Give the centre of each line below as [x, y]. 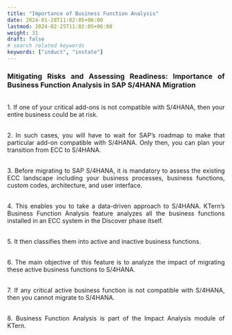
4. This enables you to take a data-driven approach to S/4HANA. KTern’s [116, 206]
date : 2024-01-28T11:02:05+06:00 [55, 20]
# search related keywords [46, 46]
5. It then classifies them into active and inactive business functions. [104, 242]
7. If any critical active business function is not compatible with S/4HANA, [116, 290]
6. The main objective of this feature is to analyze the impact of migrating [116, 262]
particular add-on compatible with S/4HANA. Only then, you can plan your [116, 143]
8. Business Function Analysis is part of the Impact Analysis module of [116, 318]
